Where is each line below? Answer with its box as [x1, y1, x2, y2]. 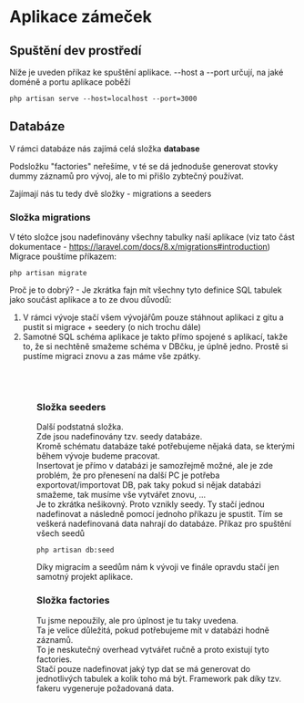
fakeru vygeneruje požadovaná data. [35, 682, 175, 694]
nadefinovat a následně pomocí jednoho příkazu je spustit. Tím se [35, 509, 284, 520]
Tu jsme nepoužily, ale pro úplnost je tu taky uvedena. [35, 615, 238, 625]
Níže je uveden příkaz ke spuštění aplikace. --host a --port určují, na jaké [9, 67, 284, 78]
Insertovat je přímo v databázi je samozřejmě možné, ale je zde [35, 460, 273, 471]
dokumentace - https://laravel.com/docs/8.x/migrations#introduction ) [9, 242, 271, 253]
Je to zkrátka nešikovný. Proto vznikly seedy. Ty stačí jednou [35, 499, 266, 510]
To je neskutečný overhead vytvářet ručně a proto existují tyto [35, 644, 270, 655]
